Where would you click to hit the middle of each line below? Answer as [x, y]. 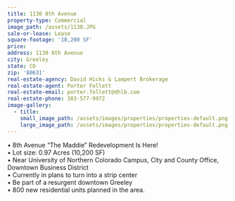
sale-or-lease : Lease [39, 33]
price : [17, 46]
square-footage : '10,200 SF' [50, 40]
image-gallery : [30, 105]
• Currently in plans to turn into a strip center [72, 175]
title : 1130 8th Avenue [42, 14]
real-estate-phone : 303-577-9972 [56, 99]
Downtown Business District [48, 167]
